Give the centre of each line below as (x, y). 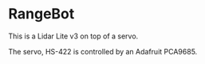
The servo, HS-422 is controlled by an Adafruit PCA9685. (103, 51)
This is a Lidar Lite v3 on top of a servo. (73, 36)
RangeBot (41, 14)
